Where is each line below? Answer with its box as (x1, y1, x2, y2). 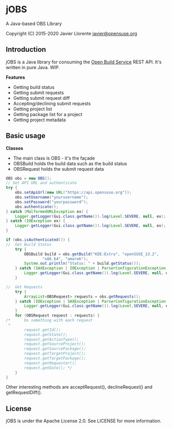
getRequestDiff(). (6, 390, 42, 396)
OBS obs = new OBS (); (6, 175, 52, 181)
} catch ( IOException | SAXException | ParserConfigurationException (15, 299, 166, 304)
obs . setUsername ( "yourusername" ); (15, 195, 88, 200)
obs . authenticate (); (15, 204, 59, 209)
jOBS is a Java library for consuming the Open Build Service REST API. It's (6, 59, 162, 65)
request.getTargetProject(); (24, 351, 86, 356)
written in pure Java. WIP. (6, 64, 60, 70)
